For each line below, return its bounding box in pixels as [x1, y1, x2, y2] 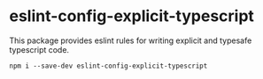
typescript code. [9, 44, 69, 54]
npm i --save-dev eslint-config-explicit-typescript [9, 61, 208, 70]
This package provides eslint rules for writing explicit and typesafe [9, 35, 252, 46]
